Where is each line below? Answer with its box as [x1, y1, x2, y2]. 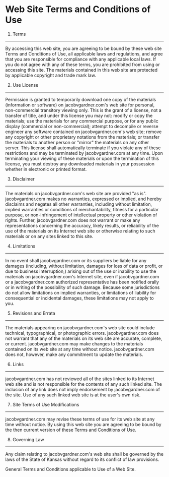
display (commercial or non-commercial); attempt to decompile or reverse [5, 123, 158, 129]
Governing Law [12, 436, 44, 442]
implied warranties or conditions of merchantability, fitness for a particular [5, 206, 159, 212]
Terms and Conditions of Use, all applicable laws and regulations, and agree [5, 50, 163, 56]
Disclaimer [12, 175, 35, 182]
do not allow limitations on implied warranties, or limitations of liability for [5, 289, 156, 295]
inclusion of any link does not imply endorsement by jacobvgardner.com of [5, 386, 160, 392]
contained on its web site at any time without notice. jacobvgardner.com [5, 346, 154, 352]
